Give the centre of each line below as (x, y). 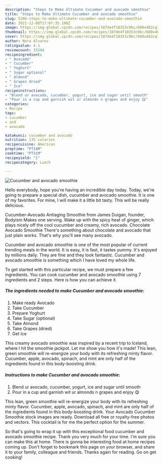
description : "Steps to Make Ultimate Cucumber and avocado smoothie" (78, 9)
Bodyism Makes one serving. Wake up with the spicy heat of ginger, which (80, 220)
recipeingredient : (24, 54)
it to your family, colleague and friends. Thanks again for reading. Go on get (81, 452)
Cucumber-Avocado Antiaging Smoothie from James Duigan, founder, (75, 215)
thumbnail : (16, 32)
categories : (17, 104)
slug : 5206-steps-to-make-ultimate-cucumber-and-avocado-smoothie (73, 18)
